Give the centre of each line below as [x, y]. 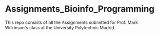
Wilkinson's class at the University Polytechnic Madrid [60, 27]
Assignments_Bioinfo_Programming [80, 9]
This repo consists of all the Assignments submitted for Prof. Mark [71, 22]
